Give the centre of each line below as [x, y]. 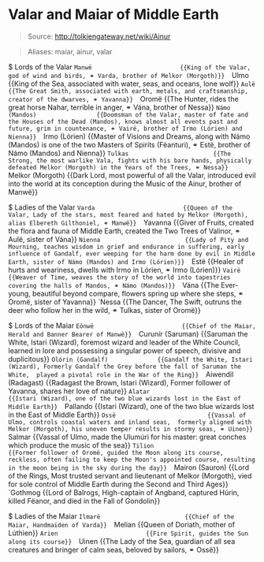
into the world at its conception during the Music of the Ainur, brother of [125, 184]
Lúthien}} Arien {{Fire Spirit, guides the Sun [128, 533]
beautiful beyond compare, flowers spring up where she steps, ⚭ [138, 293]
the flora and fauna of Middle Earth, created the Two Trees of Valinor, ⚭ [125, 231]
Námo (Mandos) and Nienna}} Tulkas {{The [119, 153]
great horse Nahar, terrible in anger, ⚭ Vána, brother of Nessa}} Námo [119, 107]
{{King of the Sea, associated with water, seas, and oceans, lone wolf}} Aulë [132, 84]
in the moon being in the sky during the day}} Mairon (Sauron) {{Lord [129, 467]
